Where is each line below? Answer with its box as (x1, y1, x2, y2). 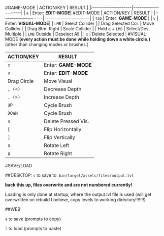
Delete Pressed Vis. (43, 118, 89, 125)
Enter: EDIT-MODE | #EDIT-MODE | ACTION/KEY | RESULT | (32, 10, 153, 16)
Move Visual (43, 78, 72, 84)
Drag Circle (7, 78, 34, 84)
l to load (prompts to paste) (5, 226, 62, 231)
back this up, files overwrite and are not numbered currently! (5, 182, 132, 188)
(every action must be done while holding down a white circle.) (19, 36, 151, 42)
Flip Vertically (43, 134, 75, 141)
